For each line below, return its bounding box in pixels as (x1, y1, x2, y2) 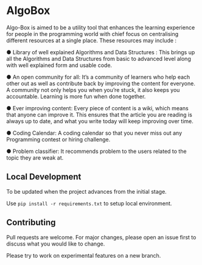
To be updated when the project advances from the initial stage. (6, 188, 167, 195)
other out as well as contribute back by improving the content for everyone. (6, 80, 196, 87)
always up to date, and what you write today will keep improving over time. (6, 117, 193, 125)
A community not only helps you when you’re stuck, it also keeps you (6, 86, 180, 93)
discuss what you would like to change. (6, 240, 105, 247)
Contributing (6, 217, 56, 228)
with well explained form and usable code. (6, 62, 113, 69)
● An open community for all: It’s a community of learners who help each (6, 73, 190, 80)
